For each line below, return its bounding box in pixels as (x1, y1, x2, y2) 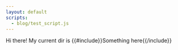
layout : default (6, 9, 47, 15)
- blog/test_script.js (11, 20, 69, 26)
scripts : (6, 15, 28, 21)
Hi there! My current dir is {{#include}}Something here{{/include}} (6, 37, 172, 45)
